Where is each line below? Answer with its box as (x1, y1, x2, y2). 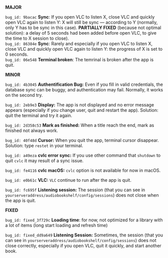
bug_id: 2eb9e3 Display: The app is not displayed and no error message (5, 102, 154, 107)
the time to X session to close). (5, 35, 69, 41)
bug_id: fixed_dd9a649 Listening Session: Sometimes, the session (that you (5, 232, 163, 238)
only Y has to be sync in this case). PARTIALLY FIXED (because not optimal (5, 25, 161, 31)
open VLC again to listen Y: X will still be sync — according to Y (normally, (5, 20, 158, 25)
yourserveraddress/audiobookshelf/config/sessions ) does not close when (5, 192, 159, 198)
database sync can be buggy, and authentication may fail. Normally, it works (5, 87, 163, 92)
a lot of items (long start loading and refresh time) (5, 222, 108, 228)
